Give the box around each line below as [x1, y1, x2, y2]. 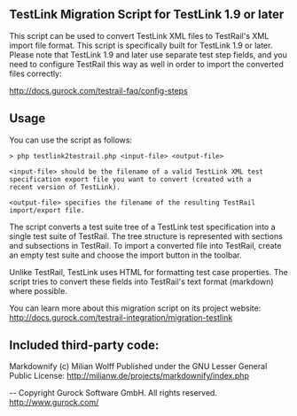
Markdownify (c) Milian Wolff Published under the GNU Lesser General [9, 361, 268, 372]
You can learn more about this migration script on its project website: [9, 303, 262, 313]
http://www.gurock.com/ [9, 397, 99, 408]
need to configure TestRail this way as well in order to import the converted [9, 58, 284, 69]
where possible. [9, 285, 68, 296]
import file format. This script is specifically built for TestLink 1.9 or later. [9, 40, 273, 50]
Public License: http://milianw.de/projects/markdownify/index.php [9, 371, 250, 381]
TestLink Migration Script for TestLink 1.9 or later [9, 7, 285, 22]
